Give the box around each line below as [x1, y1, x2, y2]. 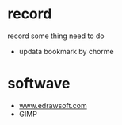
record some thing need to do [7, 31, 105, 41]
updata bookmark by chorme [18, 46, 114, 56]
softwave [7, 75, 71, 92]
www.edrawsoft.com [18, 100, 88, 110]
